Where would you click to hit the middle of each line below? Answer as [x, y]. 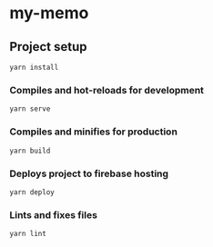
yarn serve [30, 109]
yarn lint [28, 234]
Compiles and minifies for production [93, 132]
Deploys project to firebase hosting [89, 173]
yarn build [30, 151]
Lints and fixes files [54, 214]
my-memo [49, 13]
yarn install [34, 67]
